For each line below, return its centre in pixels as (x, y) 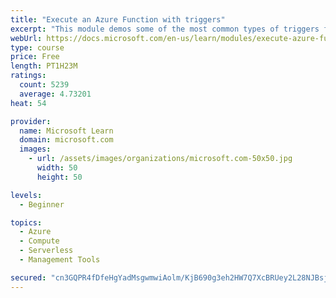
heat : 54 (28, 103)
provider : (31, 121)
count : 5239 (44, 85)
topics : (26, 222)
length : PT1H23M (44, 66)
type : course (37, 47)
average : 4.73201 (55, 94)
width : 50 (57, 168)
